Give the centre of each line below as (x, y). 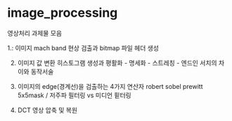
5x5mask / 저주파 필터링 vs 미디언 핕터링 (74, 95)
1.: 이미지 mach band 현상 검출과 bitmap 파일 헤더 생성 (83, 48)
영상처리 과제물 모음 (34, 33)
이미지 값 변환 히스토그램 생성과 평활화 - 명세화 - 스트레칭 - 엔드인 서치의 (117, 63)
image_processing (63, 13)
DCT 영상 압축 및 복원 (47, 110)
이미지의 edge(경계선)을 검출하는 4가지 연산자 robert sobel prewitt (110, 86)
